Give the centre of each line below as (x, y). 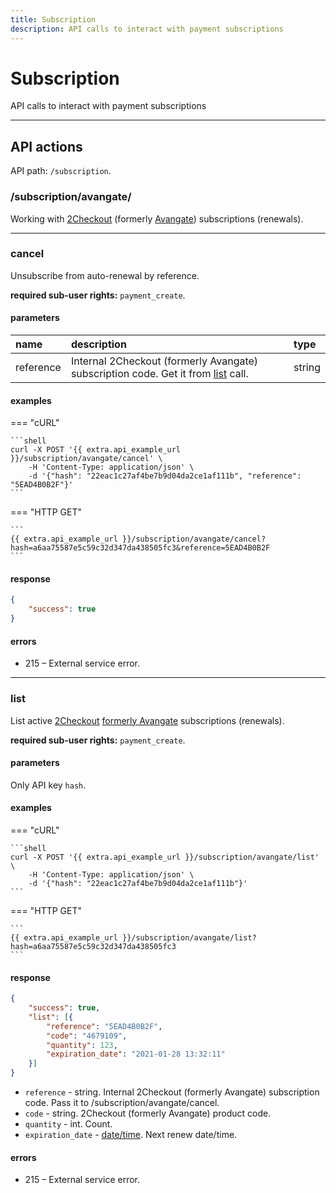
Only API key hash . (48, 785)
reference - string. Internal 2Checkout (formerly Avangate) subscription (172, 1092)
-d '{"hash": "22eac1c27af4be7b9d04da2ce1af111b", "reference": (165, 476)
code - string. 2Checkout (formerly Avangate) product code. (148, 1113)
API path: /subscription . (61, 171)
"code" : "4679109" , (87, 1036)
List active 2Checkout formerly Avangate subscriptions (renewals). (147, 720)
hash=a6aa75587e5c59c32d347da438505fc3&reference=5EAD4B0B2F (140, 548)
